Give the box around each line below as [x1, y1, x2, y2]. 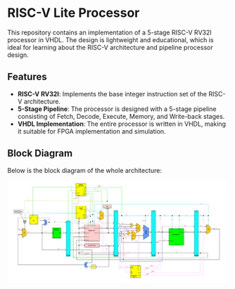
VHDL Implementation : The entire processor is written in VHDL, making [17, 120, 227, 128]
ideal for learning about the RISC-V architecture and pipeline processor [7, 43, 213, 51]
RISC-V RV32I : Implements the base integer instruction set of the [17, 89, 208, 98]
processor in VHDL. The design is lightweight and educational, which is [7, 35, 214, 44]
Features [7, 71, 47, 83]
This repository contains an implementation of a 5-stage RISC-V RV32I [7, 28, 212, 37]
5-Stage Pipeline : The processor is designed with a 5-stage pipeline [17, 104, 217, 113]
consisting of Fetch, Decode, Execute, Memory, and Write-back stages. [17, 112, 225, 120]
